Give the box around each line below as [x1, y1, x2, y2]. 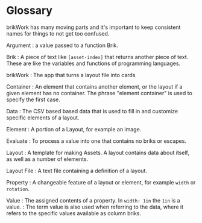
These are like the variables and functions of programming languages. [6, 60, 181, 67]
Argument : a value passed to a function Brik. [6, 42, 119, 49]
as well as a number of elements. [6, 155, 89, 163]
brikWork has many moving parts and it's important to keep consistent [6, 24, 181, 31]
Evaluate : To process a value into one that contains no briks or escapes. [6, 137, 187, 145]
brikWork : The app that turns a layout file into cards [6, 71, 136, 78]
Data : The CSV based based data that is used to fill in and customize [6, 107, 178, 115]
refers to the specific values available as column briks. [6, 209, 142, 217]
